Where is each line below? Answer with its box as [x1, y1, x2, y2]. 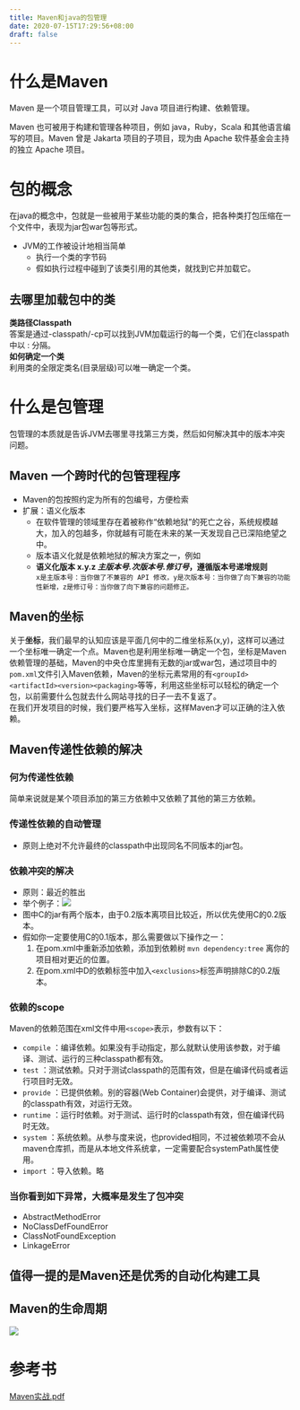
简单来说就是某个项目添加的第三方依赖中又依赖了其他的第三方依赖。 [9, 793, 261, 804]
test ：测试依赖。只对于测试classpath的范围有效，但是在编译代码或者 [21, 1064, 280, 1075]
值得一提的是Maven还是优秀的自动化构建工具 [9, 1267, 261, 1283]
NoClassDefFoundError [21, 1221, 109, 1231]
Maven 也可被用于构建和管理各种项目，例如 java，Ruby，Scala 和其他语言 [9, 122, 284, 133]
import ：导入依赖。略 [21, 1166, 105, 1177]
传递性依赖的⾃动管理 [9, 818, 101, 830]
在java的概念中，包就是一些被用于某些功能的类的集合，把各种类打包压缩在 [9, 210, 284, 221]
